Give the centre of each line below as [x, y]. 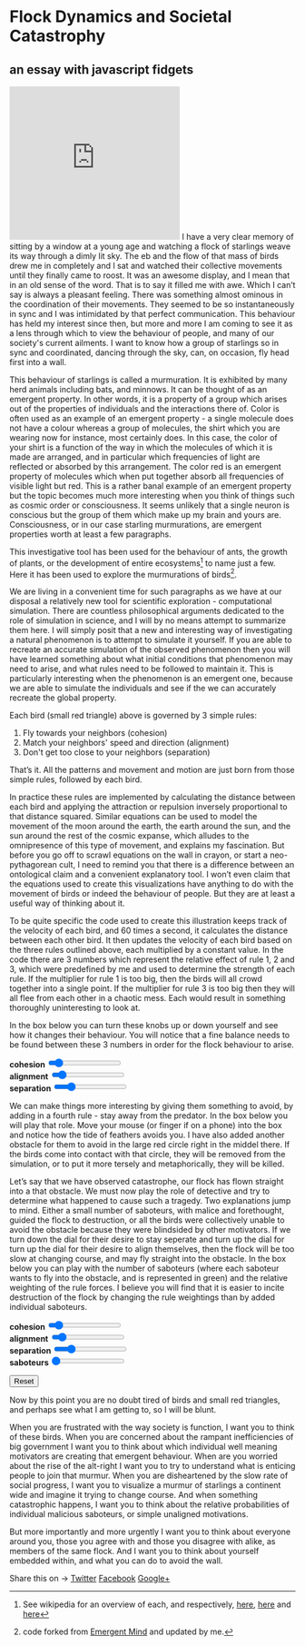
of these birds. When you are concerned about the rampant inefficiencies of [152, 1437]
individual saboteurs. [49, 1307]
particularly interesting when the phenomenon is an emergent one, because [151, 679]
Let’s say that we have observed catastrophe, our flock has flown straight [147, 1182]
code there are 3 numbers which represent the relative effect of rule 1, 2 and [152, 959]
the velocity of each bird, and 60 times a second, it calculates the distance [149, 931]
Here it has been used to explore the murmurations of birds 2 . [123, 573]
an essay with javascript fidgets [102, 69]
